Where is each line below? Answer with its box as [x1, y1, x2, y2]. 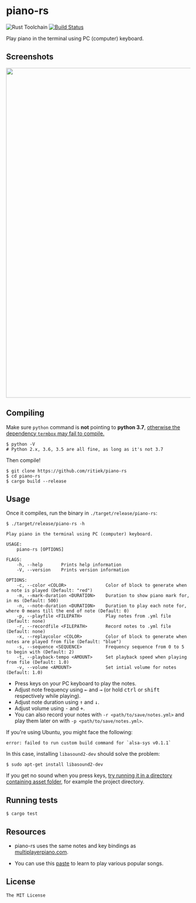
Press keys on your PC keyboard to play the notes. [14, 680, 136, 687]
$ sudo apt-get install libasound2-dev [6, 762, 104, 768]
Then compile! [6, 456, 41, 464]
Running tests [6, 795, 59, 805]
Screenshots [6, 52, 54, 62]
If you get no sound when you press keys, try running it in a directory [6, 772, 173, 779]
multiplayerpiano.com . [14, 848, 68, 856]
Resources [6, 827, 46, 837]
